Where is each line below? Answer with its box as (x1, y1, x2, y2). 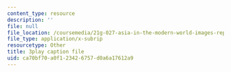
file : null (7, 23, 38, 29)
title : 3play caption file (7, 49, 85, 56)
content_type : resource (7, 10, 76, 17)
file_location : (7, 29, 51, 36)
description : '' (7, 16, 54, 23)
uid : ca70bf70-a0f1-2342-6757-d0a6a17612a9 (7, 55, 134, 62)
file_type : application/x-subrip (7, 36, 103, 43)
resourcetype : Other (7, 42, 67, 49)
